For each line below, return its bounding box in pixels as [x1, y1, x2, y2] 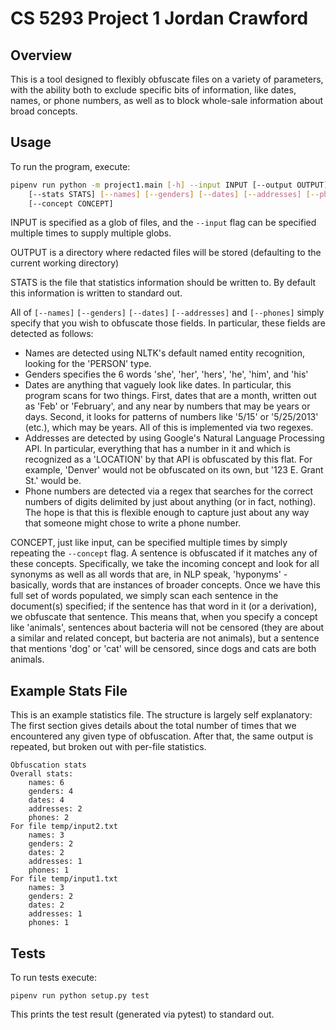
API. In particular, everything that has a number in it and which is [24, 443, 291, 455]
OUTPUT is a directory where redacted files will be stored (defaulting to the [10, 247, 322, 259]
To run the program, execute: [10, 160, 131, 172]
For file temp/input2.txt [10, 822, 118, 832]
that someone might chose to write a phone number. [24, 517, 242, 529]
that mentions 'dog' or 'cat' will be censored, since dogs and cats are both [10, 643, 317, 655]
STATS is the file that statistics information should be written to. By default [10, 277, 317, 289]
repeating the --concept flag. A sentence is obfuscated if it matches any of [10, 547, 318, 559]
